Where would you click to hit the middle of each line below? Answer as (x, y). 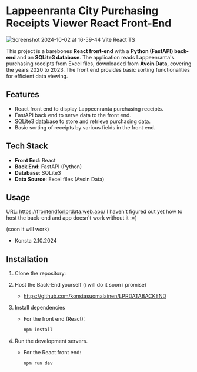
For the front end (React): (54, 319)
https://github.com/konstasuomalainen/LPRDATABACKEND (95, 296)
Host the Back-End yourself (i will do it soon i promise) (81, 285)
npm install (38, 330)
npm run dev (38, 363)
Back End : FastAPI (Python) (48, 167)
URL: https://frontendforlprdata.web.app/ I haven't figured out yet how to (94, 212)
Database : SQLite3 (38, 172)
